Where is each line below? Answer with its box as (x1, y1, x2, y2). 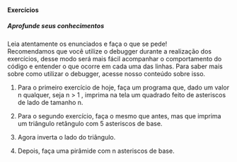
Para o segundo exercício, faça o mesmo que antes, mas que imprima (17, 111, 221, 120)
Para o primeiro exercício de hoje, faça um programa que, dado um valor (17, 83, 230, 92)
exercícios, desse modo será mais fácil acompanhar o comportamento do (7, 54, 222, 63)
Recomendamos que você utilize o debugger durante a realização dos (7, 46, 212, 56)
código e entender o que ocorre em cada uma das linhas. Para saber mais (7, 62, 223, 70)
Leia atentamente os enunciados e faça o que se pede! (7, 39, 168, 48)
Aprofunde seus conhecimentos (7, 22, 105, 30)
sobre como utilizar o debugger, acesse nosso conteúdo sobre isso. (7, 69, 206, 77)
